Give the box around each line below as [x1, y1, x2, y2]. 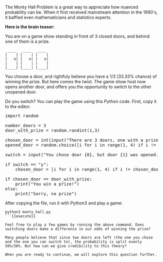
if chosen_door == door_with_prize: [5, 176, 92, 182]
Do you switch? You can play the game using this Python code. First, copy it [5, 98, 157, 104]
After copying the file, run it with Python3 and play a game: [5, 200, 123, 206]
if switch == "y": [5, 162, 49, 167]
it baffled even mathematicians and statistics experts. [5, 15, 112, 20]
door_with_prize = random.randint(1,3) [5, 128, 100, 133]
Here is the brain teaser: [5, 24, 55, 30]
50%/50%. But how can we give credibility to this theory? [5, 243, 127, 248]
